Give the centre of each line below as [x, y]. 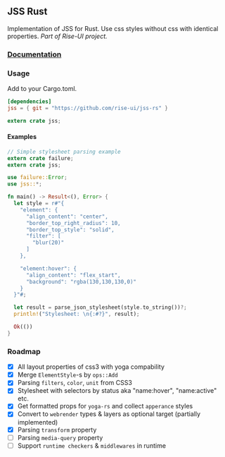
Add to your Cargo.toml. [42, 89]
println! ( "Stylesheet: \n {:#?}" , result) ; [77, 314]
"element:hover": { [49, 268]
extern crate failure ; [40, 158]
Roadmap [24, 351]
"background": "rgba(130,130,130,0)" [81, 281]
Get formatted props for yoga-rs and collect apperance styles [105, 406]
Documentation [34, 54]
